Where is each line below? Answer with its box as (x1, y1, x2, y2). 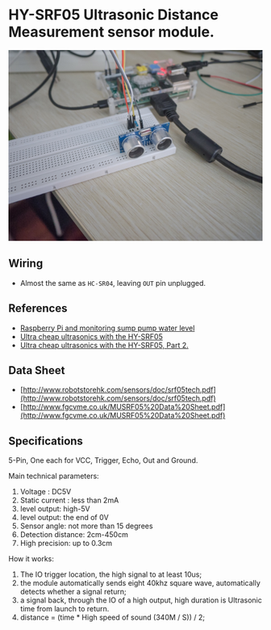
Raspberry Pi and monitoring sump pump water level (19, 323, 195, 333)
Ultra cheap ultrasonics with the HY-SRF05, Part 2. (19, 340, 189, 350)
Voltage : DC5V (19, 487, 72, 497)
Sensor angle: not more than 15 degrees (19, 521, 153, 531)
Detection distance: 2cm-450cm (19, 530, 129, 540)
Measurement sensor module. (8, 23, 215, 41)
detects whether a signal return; (19, 587, 127, 597)
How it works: (8, 554, 55, 564)
